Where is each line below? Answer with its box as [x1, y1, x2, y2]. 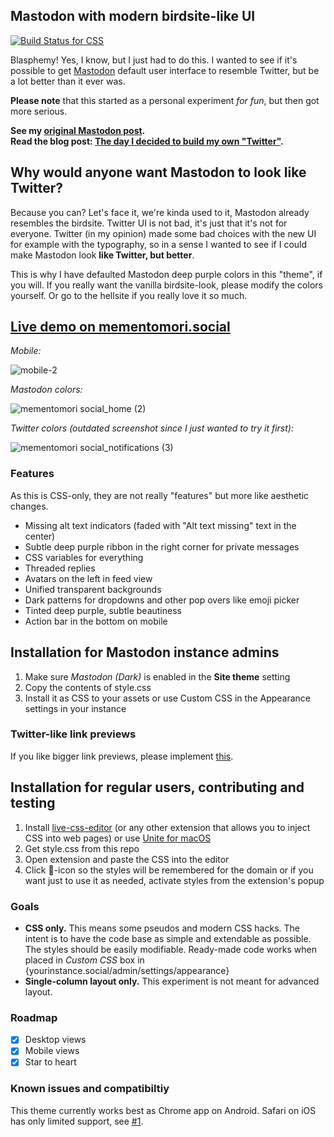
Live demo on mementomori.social [10, 319, 231, 336]
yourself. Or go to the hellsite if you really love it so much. [10, 289, 248, 301]
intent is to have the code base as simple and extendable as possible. [24, 932, 312, 944]
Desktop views [24, 1034, 87, 1046]
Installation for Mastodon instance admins [10, 644, 280, 661]
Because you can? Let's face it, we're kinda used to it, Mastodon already [10, 206, 310, 218]
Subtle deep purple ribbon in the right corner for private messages [24, 540, 300, 553]
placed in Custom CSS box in [24, 954, 145, 966]
